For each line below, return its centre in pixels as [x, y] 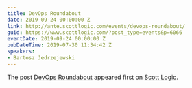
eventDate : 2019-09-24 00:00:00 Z [57, 39]
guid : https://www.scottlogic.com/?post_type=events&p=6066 [95, 32]
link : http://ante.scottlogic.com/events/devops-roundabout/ [96, 26]
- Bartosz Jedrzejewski [41, 58]
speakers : [21, 52]
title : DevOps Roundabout [44, 13]
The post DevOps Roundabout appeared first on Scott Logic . [93, 77]
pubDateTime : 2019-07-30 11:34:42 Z [59, 45]
